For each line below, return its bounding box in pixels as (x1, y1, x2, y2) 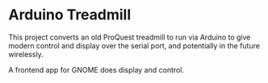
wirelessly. (8, 49, 44, 59)
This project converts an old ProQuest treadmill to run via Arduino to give (8, 32, 251, 42)
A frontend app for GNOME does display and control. (8, 64, 184, 74)
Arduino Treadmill (8, 6, 132, 24)
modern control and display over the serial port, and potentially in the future (8, 40, 261, 50)
